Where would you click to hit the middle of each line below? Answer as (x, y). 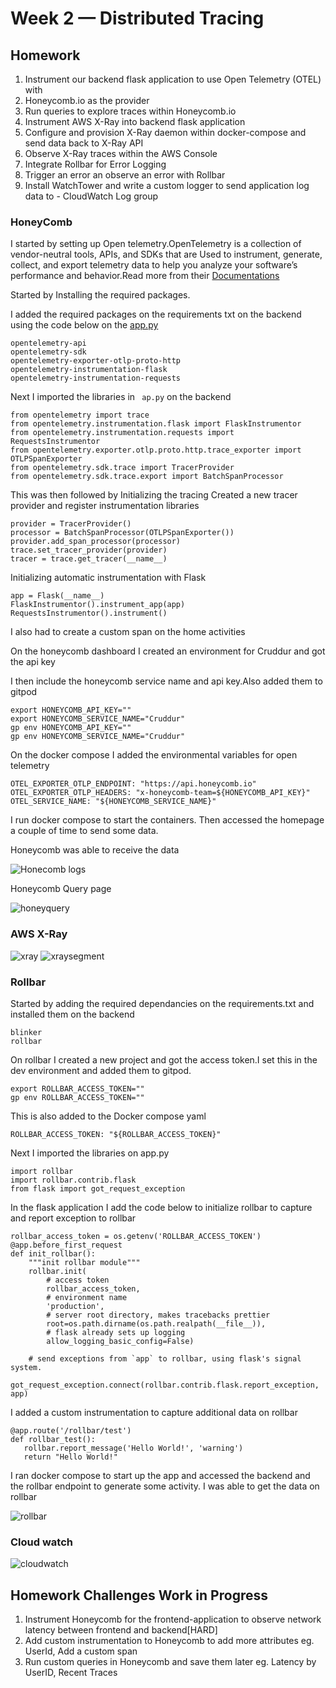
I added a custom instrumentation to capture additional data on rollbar (154, 1412)
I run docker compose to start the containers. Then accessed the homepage (167, 820)
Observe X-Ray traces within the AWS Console (121, 153)
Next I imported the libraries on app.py (90, 1153)
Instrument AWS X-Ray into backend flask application (135, 121)
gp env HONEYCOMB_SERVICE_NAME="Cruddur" (98, 737)
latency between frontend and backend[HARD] (121, 1630)
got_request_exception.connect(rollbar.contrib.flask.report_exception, (165, 1385)
